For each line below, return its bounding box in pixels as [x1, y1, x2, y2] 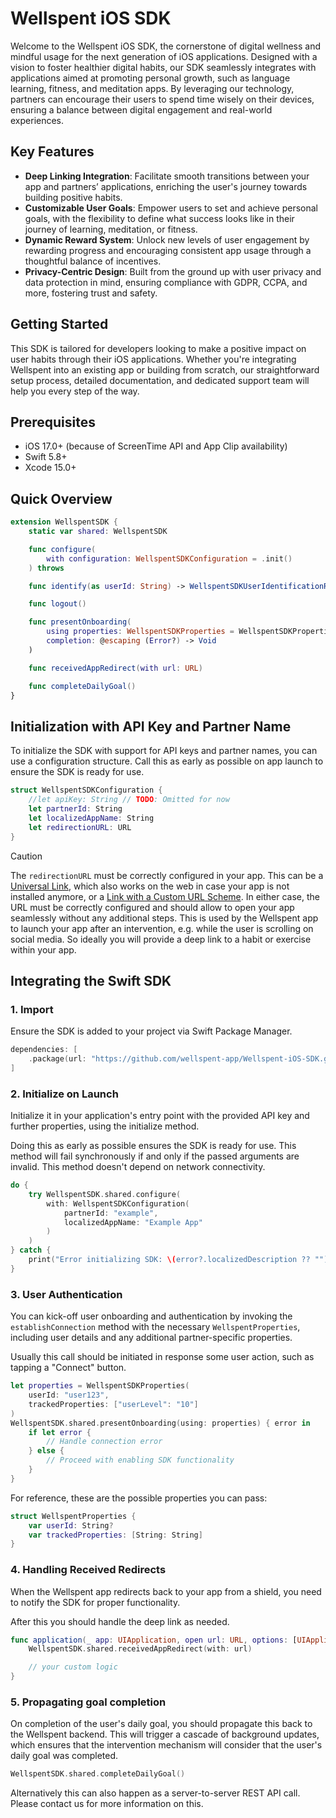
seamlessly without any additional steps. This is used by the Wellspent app [10, 912, 319, 924]
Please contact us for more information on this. [10, 1798, 204, 1810]
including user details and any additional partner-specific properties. [10, 1332, 293, 1344]
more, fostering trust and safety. [24, 287, 158, 299]
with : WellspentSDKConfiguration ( [46, 1198, 190, 1209]
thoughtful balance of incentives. [24, 255, 162, 267]
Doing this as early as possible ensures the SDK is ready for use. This [10, 1140, 297, 1152]
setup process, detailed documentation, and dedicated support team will [10, 374, 310, 386]
